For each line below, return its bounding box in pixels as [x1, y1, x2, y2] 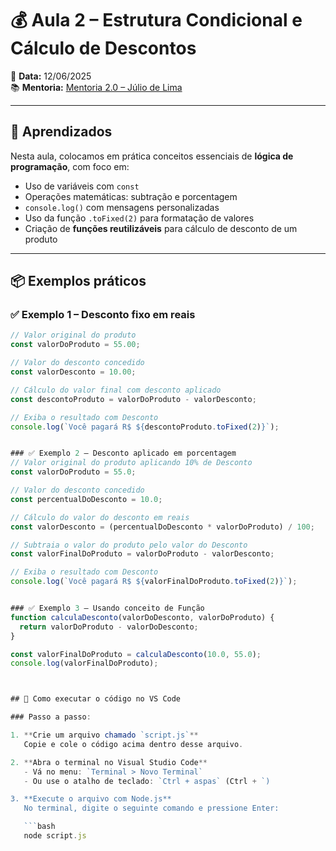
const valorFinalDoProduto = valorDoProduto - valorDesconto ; [10, 549, 275, 559]
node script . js [23, 831, 87, 841]
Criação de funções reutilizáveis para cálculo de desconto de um [24, 222, 298, 234]
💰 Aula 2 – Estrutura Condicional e [10, 9, 303, 32]
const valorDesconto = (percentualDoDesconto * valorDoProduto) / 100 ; [10, 522, 315, 532]
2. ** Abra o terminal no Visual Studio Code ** [10, 757, 208, 767]
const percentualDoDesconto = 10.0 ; [10, 494, 163, 504]
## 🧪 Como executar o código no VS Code [10, 694, 182, 704]
